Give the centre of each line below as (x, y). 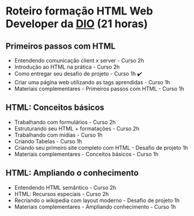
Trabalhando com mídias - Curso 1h (58, 135)
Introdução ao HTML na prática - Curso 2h (67, 67)
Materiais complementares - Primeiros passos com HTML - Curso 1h (99, 89)
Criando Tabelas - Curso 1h (48, 141)
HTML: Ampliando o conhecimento (72, 173)
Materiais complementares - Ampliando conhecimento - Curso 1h (95, 206)
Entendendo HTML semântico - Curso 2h (65, 187)
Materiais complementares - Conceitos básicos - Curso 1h (86, 154)
